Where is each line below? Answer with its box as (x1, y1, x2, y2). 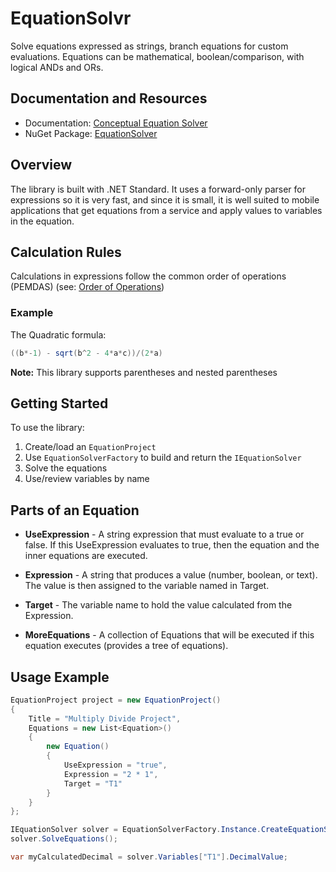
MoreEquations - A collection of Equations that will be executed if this (24, 629, 315, 641)
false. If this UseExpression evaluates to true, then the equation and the (24, 539, 320, 551)
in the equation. (10, 215, 75, 227)
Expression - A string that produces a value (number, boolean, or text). (24, 569, 318, 581)
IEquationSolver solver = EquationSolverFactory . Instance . (10, 825, 262, 835)
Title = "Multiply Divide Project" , (28, 713, 182, 724)
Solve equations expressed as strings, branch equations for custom (10, 40, 289, 52)
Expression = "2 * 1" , (63, 769, 159, 779)
